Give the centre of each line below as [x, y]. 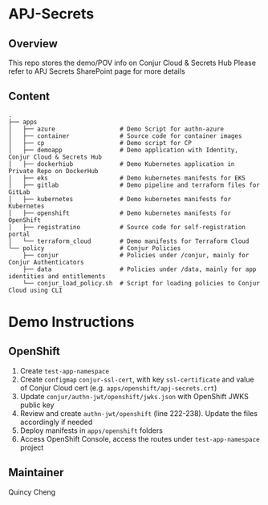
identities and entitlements [57, 276]
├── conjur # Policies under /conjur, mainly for [136, 255]
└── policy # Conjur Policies [95, 248]
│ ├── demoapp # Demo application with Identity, [124, 150]
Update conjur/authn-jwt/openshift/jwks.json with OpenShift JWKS [134, 396]
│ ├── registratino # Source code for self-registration [127, 227]
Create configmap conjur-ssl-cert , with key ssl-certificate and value [137, 379]
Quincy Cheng [32, 492]
